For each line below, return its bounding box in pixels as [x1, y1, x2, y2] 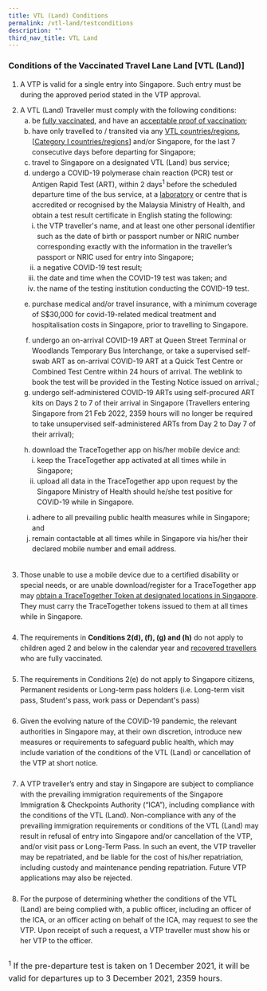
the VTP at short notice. [19, 758, 98, 768]
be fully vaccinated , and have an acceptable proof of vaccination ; [31, 116, 248, 125]
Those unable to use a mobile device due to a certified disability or [19, 570, 239, 580]
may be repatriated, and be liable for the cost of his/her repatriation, [19, 852, 243, 862]
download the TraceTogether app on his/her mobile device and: [31, 445, 241, 455]
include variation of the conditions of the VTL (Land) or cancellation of [19, 748, 251, 758]
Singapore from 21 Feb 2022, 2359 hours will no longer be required [31, 409, 253, 418]
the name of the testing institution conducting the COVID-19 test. [37, 284, 249, 293]
